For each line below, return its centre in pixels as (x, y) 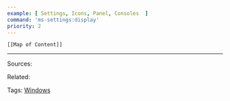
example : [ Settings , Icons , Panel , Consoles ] (78, 13)
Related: (19, 77)
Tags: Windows (29, 90)
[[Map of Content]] (35, 45)
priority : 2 (24, 26)
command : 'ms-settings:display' (53, 20)
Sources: (20, 64)
